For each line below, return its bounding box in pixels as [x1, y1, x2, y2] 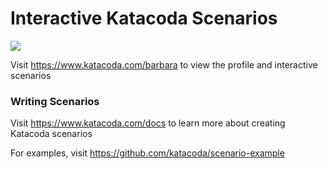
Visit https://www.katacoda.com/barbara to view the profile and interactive [10, 58, 318, 71]
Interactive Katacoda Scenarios [10, 7, 278, 30]
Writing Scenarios [10, 94, 100, 108]
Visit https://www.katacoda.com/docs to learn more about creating [10, 117, 286, 129]
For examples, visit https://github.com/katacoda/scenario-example [10, 147, 285, 159]
